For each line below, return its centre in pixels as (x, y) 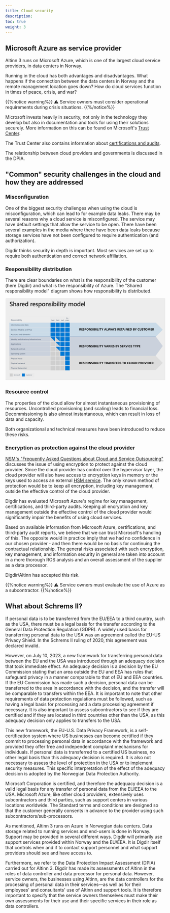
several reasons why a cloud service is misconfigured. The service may (80, 219)
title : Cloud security (29, 11)
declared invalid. (23, 646)
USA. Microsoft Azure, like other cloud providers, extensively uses (74, 794)
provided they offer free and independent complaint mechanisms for (77, 746)
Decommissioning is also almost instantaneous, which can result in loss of (83, 414)
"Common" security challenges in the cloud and (83, 174)
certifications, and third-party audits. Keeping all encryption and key (77, 506)
